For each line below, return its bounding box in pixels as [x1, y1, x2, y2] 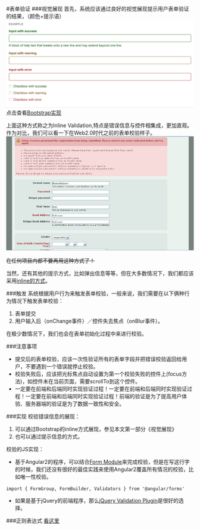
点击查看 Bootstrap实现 [6, 109, 62, 116]
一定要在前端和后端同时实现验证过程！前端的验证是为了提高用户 [25, 393, 182, 400]
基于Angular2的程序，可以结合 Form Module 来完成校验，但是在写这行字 [14, 458, 190, 466]
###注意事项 [6, 343, 37, 350]
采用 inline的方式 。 [6, 277, 51, 284]
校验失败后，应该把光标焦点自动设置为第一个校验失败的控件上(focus [14, 370, 182, 377]
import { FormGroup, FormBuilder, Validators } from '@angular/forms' [6, 486, 185, 492]
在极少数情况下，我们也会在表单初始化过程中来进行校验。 [6, 330, 147, 337]
